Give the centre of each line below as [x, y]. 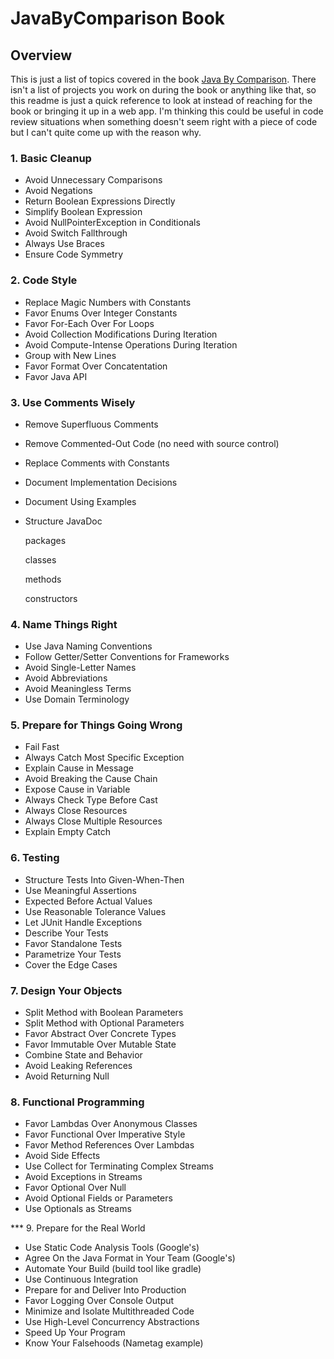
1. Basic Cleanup [51, 158]
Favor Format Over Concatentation [96, 366]
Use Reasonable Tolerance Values [95, 911]
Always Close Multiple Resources [93, 821]
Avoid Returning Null [67, 1076]
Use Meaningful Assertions [80, 890]
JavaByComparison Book [118, 18]
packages [45, 540]
